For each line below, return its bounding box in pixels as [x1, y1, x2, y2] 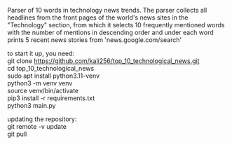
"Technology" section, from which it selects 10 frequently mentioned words [7, 21, 225, 29]
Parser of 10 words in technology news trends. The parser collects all [7, 6, 207, 14]
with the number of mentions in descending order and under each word [7, 28, 214, 36]
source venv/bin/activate [7, 87, 79, 95]
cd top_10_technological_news [7, 64, 95, 72]
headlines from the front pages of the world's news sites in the [7, 13, 189, 22]
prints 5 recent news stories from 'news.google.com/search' [7, 36, 182, 44]
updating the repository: [7, 115, 77, 123]
